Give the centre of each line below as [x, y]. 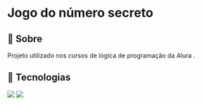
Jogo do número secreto [80, 13]
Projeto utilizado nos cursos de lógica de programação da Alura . [101, 55]
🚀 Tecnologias [39, 77]
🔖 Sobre [25, 39]
